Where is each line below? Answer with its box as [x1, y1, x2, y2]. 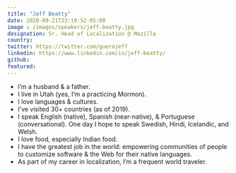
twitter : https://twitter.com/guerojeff [7, 43, 129, 50]
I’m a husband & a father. [17, 82, 90, 90]
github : [7, 56, 30, 64]
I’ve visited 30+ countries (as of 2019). [17, 105, 131, 113]
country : [7, 37, 33, 44]
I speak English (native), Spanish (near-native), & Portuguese [17, 112, 196, 121]
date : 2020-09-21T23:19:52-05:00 [7, 17, 106, 24]
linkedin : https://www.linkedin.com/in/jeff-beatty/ [7, 50, 166, 57]
